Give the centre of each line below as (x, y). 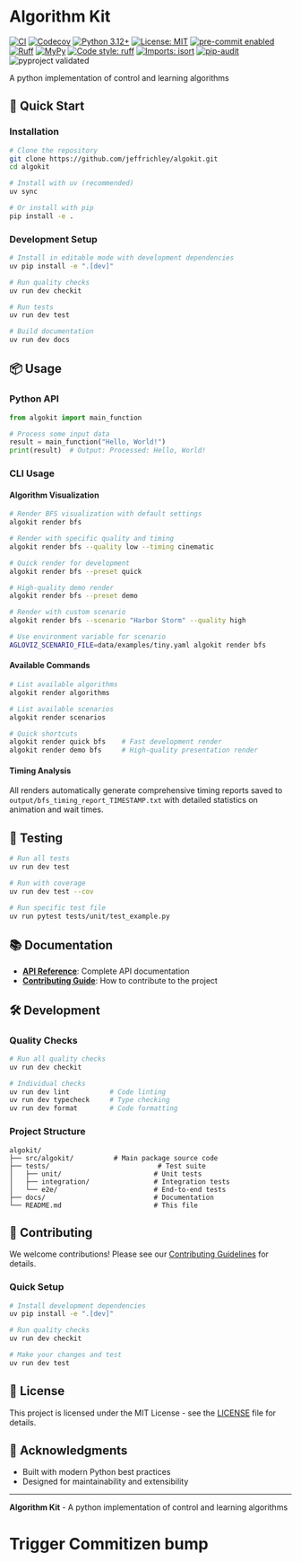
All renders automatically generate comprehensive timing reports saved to (146, 790)
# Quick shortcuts (43, 734)
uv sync (24, 192)
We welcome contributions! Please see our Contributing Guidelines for (139, 1254)
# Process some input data (60, 434)
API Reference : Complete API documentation (106, 971)
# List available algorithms (64, 684)
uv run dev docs (39, 340)
